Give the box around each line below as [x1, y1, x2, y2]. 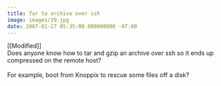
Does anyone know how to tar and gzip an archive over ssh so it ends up [7, 49, 214, 57]
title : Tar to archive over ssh [7, 10, 100, 17]
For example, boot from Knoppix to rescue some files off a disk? [7, 71, 190, 79]
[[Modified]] [7, 42, 41, 50]
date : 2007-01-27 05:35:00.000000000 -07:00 [7, 23, 137, 30]
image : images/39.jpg [7, 17, 70, 23]
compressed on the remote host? [7, 56, 102, 65]
